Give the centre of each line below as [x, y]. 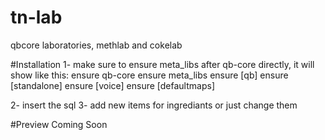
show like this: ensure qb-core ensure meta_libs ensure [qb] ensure [149, 75]
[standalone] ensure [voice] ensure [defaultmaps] [112, 85]
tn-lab [36, 17]
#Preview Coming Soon [59, 124]
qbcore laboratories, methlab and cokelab [96, 45]
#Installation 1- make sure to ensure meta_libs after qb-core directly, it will [162, 64]
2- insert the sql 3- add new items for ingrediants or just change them [154, 105]
